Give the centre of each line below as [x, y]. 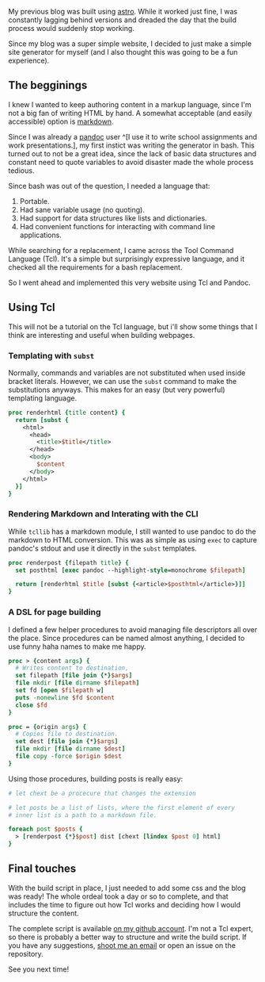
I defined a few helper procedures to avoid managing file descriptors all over [133, 629]
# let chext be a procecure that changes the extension [102, 793]
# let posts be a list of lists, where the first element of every [122, 807]
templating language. [43, 398]
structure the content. [44, 913]
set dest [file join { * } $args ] [67, 742]
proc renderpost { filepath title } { [68, 562]
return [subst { [42, 420]
